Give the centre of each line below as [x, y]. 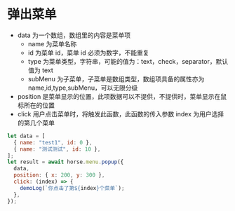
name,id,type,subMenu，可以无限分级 [83, 88]
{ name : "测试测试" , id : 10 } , [57, 149]
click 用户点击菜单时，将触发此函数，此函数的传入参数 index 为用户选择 [121, 114]
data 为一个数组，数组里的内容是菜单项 [74, 35]
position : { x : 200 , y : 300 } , [59, 175]
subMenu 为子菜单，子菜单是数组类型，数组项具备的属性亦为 [116, 79]
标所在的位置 [36, 105]
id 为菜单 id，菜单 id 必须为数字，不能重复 [88, 53]
